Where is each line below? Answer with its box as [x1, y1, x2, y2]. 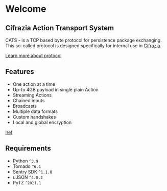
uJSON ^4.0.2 [12, 174, 43, 180]
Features [5, 67, 34, 76]
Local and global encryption [12, 119, 72, 125]
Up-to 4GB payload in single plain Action [12, 86, 99, 92]
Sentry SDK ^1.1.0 [12, 168, 53, 175]
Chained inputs [12, 97, 45, 103]
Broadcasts [12, 103, 37, 109]
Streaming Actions [12, 92, 52, 98]
